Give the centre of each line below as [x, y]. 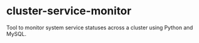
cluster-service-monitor [69, 11]
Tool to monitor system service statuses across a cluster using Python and [100, 27]
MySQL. [16, 33]
